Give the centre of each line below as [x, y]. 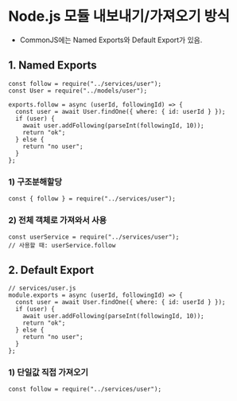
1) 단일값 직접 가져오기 [49, 372]
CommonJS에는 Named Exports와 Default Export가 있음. [111, 40]
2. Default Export [51, 270]
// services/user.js [43, 288]
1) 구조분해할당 [35, 181]
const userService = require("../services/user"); [94, 237]
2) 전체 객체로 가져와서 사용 [58, 220]
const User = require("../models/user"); [78, 91]
